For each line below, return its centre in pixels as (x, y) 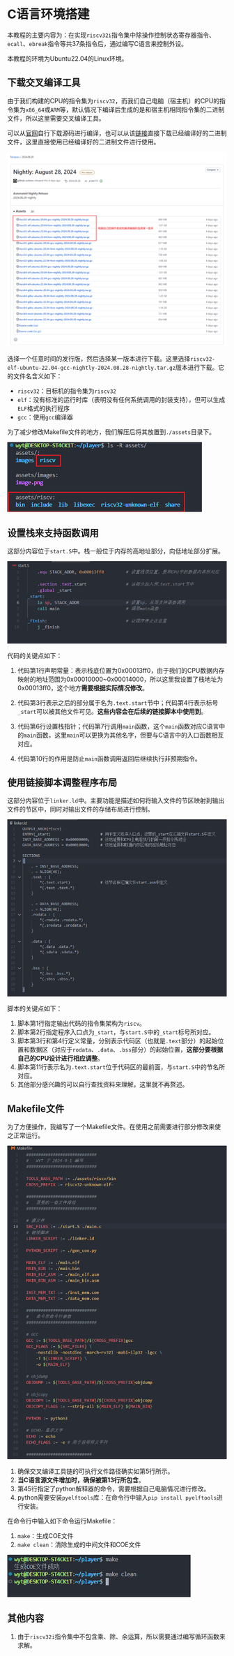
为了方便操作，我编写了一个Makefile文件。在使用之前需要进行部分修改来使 (114, 1126)
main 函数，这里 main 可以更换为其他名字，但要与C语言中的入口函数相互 (124, 735)
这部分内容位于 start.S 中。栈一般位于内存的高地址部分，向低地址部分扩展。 (116, 551)
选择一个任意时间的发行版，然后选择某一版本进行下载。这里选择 (99, 358)
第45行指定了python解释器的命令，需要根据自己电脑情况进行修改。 (114, 1489)
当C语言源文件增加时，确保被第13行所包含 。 (81, 1479)
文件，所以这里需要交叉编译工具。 (56, 118)
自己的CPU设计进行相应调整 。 (61, 1059)
